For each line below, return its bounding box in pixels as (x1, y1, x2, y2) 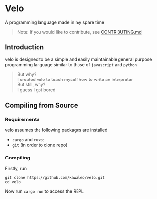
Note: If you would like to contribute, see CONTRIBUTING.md (17, 29, 142, 35)
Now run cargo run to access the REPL (5, 188, 84, 194)
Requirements (5, 116, 40, 123)
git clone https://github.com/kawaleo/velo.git (5, 175, 105, 180)
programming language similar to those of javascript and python (5, 61, 137, 67)
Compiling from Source (5, 101, 78, 110)
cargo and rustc (12, 137, 45, 143)
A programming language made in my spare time (5, 19, 105, 25)
